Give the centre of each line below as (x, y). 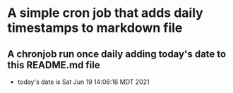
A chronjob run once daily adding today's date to (117, 54)
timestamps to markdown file (95, 28)
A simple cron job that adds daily (105, 13)
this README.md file (54, 65)
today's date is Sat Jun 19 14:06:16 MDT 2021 (83, 82)
